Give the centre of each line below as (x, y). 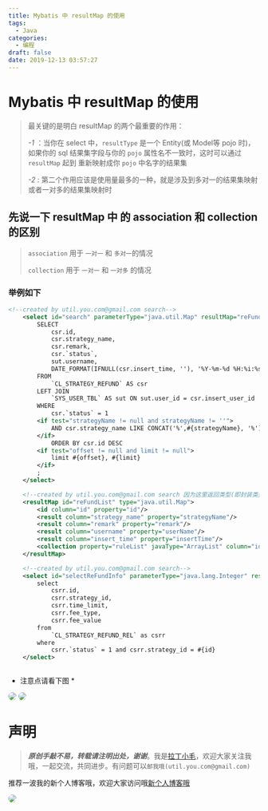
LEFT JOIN (53, 391)
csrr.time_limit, (80, 606)
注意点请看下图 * (47, 681)
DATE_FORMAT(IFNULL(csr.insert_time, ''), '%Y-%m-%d (140, 369)
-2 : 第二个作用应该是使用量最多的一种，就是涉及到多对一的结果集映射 (143, 180)
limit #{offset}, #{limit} (96, 458)
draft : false (30, 53)
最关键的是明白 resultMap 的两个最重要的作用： (106, 125)
